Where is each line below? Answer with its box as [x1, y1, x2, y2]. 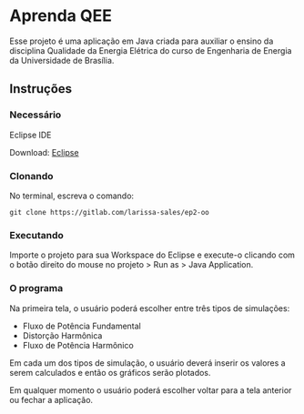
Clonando [9, 169, 54, 182]
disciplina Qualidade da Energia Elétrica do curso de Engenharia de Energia [9, 45, 292, 56]
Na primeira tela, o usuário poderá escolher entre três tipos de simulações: [9, 302, 290, 314]
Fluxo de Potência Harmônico [22, 339, 134, 350]
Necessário [9, 108, 62, 121]
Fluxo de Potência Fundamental [22, 320, 141, 331]
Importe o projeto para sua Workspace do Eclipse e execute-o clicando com [9, 249, 296, 260]
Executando [9, 228, 64, 241]
